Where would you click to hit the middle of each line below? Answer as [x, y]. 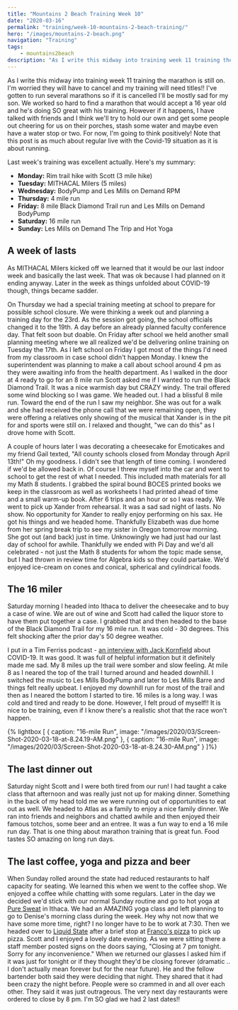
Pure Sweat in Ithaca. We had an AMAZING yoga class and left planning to [115, 909]
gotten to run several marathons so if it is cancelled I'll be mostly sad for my [118, 95]
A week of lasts [42, 251]
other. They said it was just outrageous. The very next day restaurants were [118, 992]
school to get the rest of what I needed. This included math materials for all [117, 476]
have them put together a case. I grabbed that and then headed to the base [117, 621]
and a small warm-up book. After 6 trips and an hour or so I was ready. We [116, 499]
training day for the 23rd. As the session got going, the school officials [110, 319]
